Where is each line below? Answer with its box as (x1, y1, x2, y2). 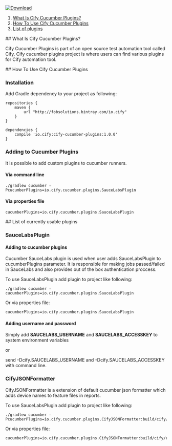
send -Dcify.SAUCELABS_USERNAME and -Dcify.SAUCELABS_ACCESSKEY (5, 357, 165, 363)
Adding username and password (5, 320, 76, 326)
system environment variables (5, 337, 69, 343)
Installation (5, 79, 34, 86)
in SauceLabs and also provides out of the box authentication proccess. (5, 266, 157, 272)
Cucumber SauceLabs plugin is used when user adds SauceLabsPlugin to (5, 256, 161, 262)
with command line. (5, 363, 47, 369)
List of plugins (12, 26, 43, 32)
